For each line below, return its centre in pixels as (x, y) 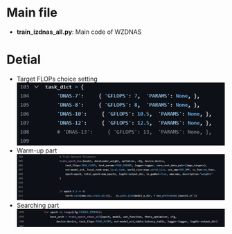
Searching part (38, 206)
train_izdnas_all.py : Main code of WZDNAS (79, 32)
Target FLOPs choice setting (57, 79)
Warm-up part (37, 150)
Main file (32, 13)
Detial (24, 60)
